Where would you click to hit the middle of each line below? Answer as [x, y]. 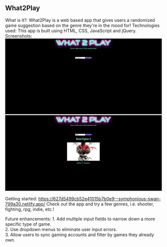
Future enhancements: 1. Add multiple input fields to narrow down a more [80, 219]
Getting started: [21, 198]
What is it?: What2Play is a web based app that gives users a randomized [80, 20]
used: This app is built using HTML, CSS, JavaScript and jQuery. [71, 31]
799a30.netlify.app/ [25, 204]
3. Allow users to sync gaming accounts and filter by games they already [80, 235]
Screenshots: [19, 36]
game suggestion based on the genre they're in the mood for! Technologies [83, 25]
